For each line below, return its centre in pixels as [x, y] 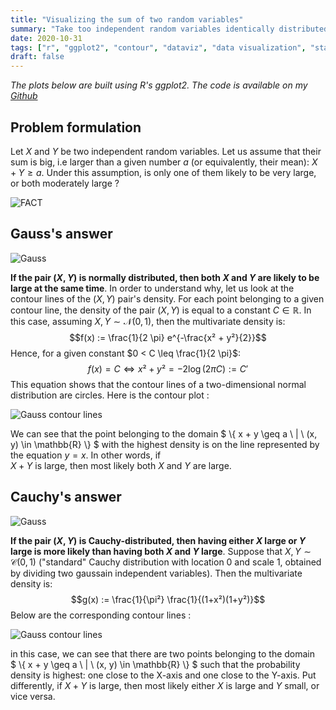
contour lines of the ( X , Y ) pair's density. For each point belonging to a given [167, 298]
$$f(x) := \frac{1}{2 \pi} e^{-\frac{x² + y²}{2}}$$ [168, 337]
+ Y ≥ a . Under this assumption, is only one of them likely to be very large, [163, 172]
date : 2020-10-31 [46, 38]
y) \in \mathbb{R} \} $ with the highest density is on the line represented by [165, 444]
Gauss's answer [61, 234]
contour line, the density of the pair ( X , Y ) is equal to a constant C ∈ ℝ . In [161, 310]
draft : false [37, 57]
